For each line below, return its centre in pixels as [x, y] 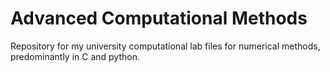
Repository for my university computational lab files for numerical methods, [165, 46]
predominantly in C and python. [75, 56]
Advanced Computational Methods [159, 18]
